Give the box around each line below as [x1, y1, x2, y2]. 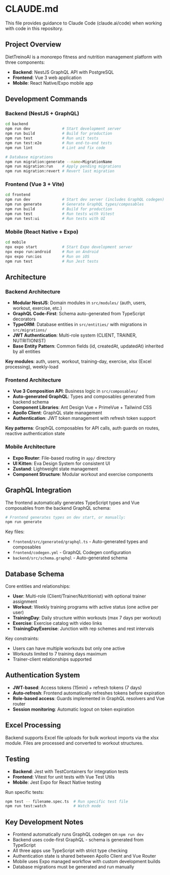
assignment [12, 598, 37, 605]
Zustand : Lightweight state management [12, 465, 98, 472]
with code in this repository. [5, 25, 63, 31]
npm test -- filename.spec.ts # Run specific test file [5, 799, 128, 804]
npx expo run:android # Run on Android [5, 249, 99, 254]
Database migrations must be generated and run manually [12, 864, 134, 870]
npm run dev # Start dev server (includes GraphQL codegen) [5, 197, 165, 202]
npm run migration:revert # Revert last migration [5, 169, 115, 174]
